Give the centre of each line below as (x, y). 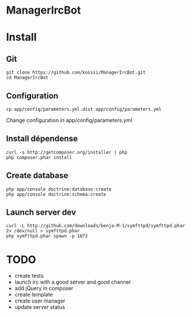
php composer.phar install (39, 157)
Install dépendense (42, 139)
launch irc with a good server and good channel (73, 282)
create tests (29, 276)
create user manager (40, 301)
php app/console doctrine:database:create (59, 189)
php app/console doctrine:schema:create (56, 194)
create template (33, 295)
